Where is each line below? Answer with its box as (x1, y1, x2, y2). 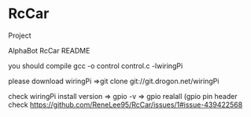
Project (8, 31, 31, 40)
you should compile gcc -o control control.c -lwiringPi (8, 60, 183, 71)
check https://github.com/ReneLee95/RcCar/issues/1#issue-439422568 (8, 100, 243, 109)
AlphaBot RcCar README (8, 46, 90, 55)
